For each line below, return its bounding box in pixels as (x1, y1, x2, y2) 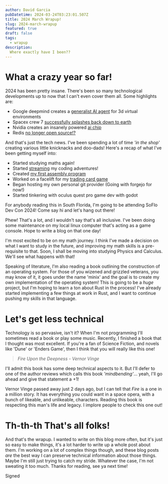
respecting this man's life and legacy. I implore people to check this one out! (5, 402, 163, 408)
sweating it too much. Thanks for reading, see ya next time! (5, 463, 128, 469)
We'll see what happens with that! (5, 254, 75, 260)
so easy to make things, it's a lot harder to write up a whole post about (5, 442, 150, 448)
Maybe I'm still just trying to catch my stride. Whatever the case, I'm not (5, 458, 154, 464)
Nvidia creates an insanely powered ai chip (12, 125, 102, 131)
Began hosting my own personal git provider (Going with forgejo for (12, 181, 152, 188)
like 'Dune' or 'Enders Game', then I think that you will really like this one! (5, 346, 155, 352)
